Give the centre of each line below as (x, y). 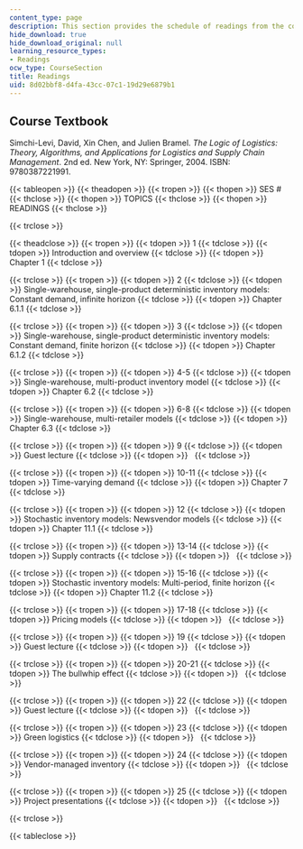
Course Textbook (59, 121)
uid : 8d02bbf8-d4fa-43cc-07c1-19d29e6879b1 (92, 85)
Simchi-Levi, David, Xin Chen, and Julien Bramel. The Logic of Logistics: (143, 143)
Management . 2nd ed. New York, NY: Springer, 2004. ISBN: (120, 162)
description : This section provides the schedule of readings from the (147, 26)
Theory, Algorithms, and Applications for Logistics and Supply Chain (137, 152)
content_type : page (46, 18)
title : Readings (40, 77)
